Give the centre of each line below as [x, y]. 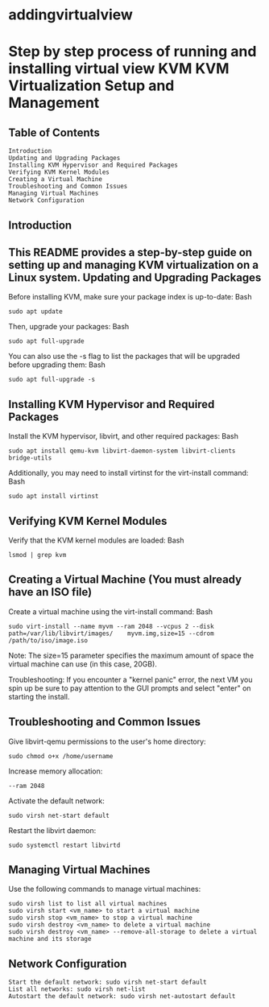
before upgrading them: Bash [57, 365]
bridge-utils [30, 458]
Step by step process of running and [132, 52]
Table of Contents [54, 132]
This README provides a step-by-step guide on [130, 252]
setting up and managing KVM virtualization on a [134, 264]
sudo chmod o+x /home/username [61, 756]
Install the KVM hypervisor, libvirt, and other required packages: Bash [124, 436]
